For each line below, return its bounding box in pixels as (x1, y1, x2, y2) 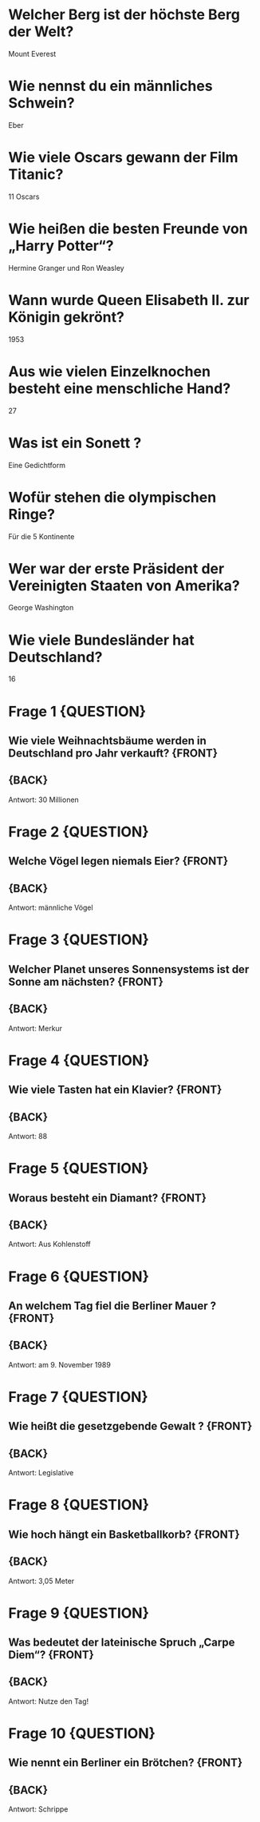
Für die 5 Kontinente (8, 531, 75, 541)
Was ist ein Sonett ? (8, 434, 142, 452)
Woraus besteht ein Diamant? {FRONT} (8, 1191, 207, 1205)
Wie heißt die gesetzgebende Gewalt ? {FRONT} (8, 1419, 253, 1433)
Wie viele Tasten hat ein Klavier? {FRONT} (8, 1083, 223, 1097)
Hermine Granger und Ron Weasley (8, 263, 125, 272)
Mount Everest (8, 49, 57, 58)
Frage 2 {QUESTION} (8, 823, 149, 840)
